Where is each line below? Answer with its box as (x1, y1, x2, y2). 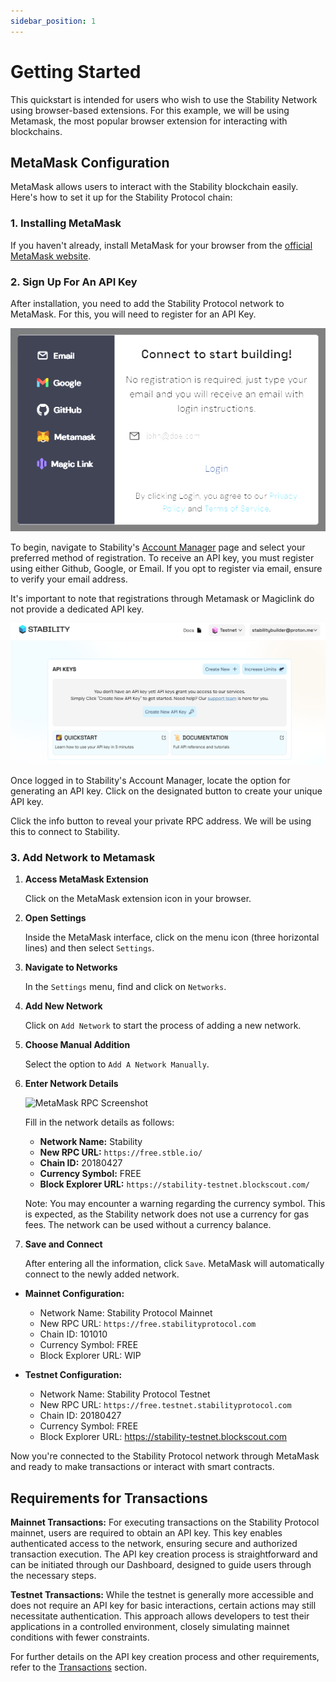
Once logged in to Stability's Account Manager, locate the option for (10, 774, 291, 786)
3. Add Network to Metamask (10, 850, 156, 864)
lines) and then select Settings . (24, 942, 155, 954)
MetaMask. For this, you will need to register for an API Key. (10, 308, 257, 320)
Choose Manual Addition (24, 1039, 131, 1051)
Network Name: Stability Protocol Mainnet (39, 1307, 213, 1319)
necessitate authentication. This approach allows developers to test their (10, 1610, 310, 1622)
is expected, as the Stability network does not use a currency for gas (24, 1208, 310, 1220)
